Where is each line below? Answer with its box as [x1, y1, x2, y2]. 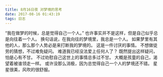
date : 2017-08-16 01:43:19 [5, 12, 60, 17]
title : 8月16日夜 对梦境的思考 [5, 7, 62, 12]
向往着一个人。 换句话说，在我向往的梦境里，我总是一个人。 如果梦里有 [9, 36, 153, 42]
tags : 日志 [5, 16, 26, 21]
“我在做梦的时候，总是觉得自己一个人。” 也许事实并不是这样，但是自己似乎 [5, 30, 154, 36]
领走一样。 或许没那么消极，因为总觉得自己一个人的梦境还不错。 [22, 60, 152, 66]
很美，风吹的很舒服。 [9, 67, 52, 73]
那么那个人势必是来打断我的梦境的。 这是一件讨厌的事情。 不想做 [22, 42, 153, 48]
